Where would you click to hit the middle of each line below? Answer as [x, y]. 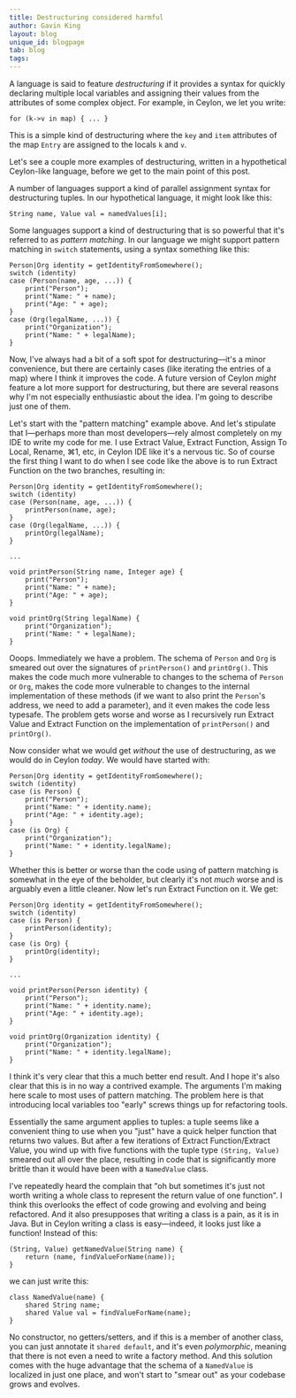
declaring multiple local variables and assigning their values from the [134, 93]
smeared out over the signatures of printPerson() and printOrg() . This [139, 668]
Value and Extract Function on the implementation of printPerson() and [140, 724]
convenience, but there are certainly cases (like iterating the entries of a [140, 369]
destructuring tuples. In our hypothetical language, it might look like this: [140, 197]
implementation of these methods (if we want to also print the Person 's [137, 695]
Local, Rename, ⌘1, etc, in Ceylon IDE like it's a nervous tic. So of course [142, 452]
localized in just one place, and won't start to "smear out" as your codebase [147, 1375]
